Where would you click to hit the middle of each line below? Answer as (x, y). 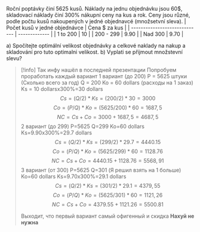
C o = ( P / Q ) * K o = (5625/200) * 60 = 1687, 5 (108, 108)
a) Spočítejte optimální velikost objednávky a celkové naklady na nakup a (96, 45)
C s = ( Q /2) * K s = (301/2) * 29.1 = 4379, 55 (107, 186)
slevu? (14, 58)
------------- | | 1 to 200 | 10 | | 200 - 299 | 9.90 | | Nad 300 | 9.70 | (101, 34)
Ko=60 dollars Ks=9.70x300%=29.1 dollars (73, 176)
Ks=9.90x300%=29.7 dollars (56, 133)
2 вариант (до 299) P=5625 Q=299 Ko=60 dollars (83, 126)
